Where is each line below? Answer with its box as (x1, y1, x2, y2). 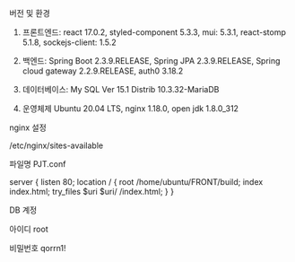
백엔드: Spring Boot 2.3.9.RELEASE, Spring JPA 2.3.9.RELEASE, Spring (22, 56, 281, 65)
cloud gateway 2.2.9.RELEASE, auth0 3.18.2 (22, 65, 184, 76)
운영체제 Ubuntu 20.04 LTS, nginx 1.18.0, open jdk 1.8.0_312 (22, 103, 239, 114)
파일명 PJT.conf (9, 159, 66, 169)
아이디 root (9, 223, 48, 234)
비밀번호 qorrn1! (9, 243, 66, 253)
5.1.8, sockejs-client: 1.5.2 (22, 37, 117, 48)
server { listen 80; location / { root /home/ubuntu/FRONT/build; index (9, 177, 264, 187)
